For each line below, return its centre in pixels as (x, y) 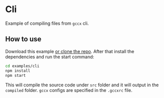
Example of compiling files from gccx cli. (47, 23)
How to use (23, 39)
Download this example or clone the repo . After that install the (70, 51)
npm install (18, 71)
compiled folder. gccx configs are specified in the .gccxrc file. (69, 90)
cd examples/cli (22, 66)
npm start (16, 75)
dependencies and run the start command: (50, 57)
